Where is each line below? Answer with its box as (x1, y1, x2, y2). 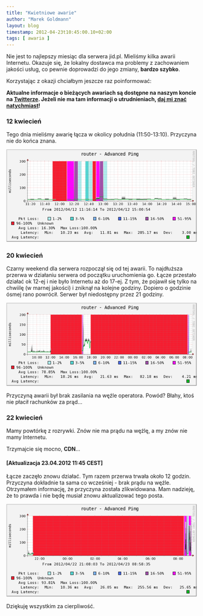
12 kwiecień (6, 117, 42, 126)
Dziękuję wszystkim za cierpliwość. (6, 602, 95, 609)
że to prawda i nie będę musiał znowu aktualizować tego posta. (6, 492, 164, 500)
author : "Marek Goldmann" (6, 16, 71, 22)
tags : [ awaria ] (6, 35, 50, 42)
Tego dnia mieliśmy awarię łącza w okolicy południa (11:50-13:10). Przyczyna (6, 131, 197, 138)
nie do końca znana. (6, 137, 57, 145)
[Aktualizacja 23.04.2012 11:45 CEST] (6, 459, 103, 466)
